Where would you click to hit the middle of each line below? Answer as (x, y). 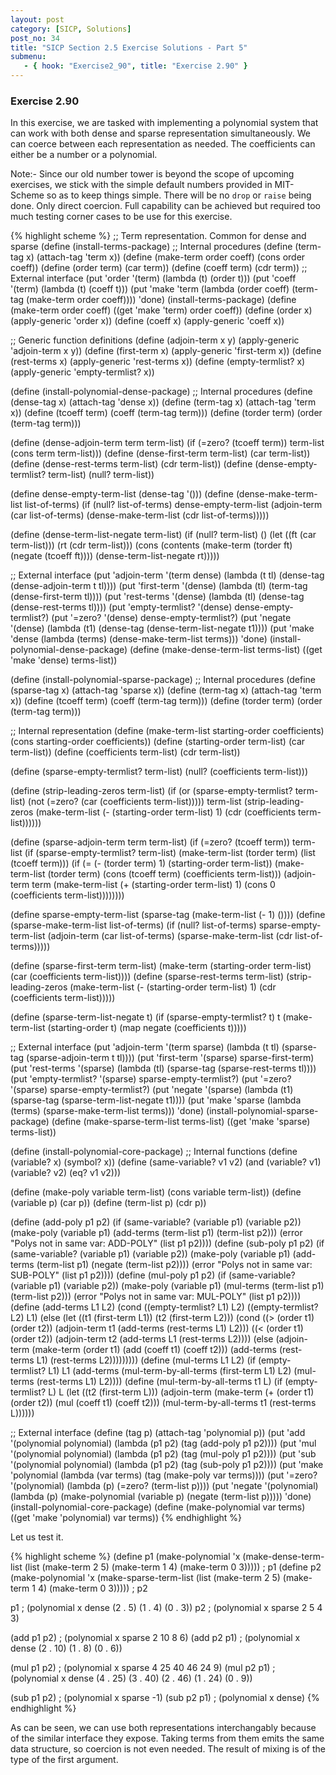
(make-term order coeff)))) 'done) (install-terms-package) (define (161, 300)
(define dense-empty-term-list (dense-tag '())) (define (122, 494)
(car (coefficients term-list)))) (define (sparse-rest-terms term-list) (147, 977)
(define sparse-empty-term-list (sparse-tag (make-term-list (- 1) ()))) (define (168, 915)
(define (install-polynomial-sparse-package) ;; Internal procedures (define (163, 680)
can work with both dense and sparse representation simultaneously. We (160, 133)
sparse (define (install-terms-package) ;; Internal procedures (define (151, 247)
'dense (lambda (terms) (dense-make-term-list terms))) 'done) (139, 639)
